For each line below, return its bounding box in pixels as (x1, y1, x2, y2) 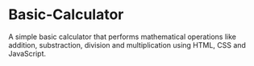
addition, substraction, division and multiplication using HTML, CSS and (8, 40, 246, 49)
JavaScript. (8, 49, 47, 58)
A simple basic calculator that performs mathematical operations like (8, 32, 236, 41)
